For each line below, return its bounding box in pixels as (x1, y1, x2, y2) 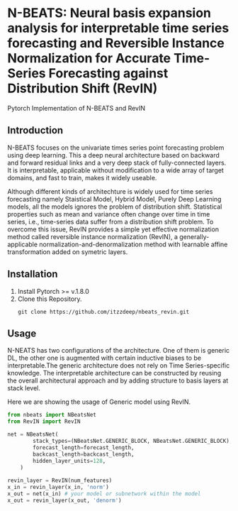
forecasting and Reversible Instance (7, 35, 225, 51)
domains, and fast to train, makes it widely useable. (7, 173, 157, 182)
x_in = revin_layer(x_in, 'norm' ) (7, 484, 110, 491)
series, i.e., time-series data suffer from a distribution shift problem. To (7, 217, 214, 226)
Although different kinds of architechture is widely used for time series (7, 187, 213, 196)
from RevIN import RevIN (7, 418, 81, 425)
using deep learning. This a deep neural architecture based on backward (7, 150, 220, 159)
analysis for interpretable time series (7, 20, 229, 36)
